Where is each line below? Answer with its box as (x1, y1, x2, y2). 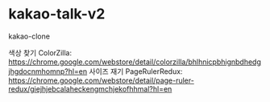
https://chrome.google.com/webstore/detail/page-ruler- (8, 75, 195, 85)
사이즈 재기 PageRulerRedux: (89, 66, 183, 76)
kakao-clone (8, 31, 51, 41)
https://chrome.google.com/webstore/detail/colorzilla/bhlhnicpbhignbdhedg (8, 57, 262, 67)
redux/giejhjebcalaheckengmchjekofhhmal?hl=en (8, 84, 172, 93)
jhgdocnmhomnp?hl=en (8, 66, 88, 76)
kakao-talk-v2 (8, 5, 106, 23)
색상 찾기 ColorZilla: (8, 47, 73, 57)
